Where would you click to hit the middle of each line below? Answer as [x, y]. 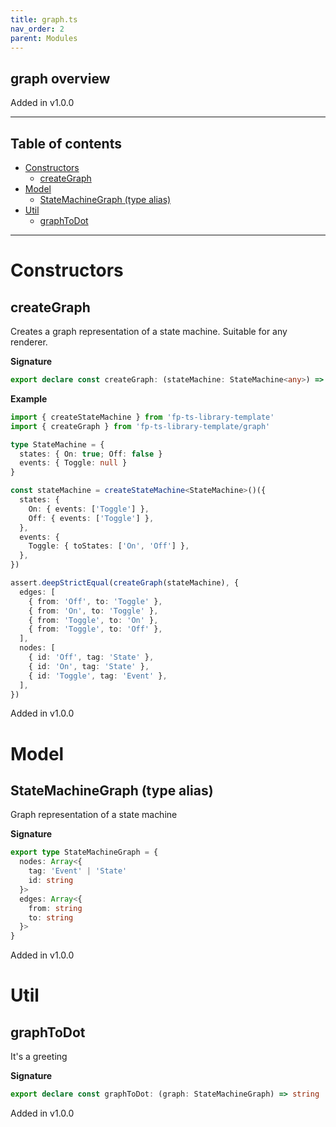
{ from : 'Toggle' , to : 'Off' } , [95, 629]
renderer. [29, 342]
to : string [51, 917]
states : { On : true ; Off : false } [91, 454]
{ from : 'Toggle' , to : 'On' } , [93, 620]
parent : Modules [44, 38]
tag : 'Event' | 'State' [78, 871]
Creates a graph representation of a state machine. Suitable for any [149, 331]
